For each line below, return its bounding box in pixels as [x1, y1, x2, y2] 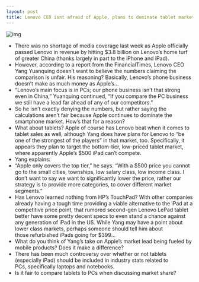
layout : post [6, 8, 38, 15]
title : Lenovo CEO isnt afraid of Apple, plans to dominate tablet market [6, 14, 195, 20]
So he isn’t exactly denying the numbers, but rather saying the [14, 105, 167, 112]
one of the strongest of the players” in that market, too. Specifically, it [14, 137, 185, 144]
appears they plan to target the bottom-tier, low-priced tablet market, [14, 143, 184, 150]
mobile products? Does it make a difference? [14, 244, 124, 251]
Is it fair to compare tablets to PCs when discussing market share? [14, 269, 176, 276]
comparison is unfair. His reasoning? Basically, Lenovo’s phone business [14, 74, 191, 81]
